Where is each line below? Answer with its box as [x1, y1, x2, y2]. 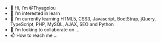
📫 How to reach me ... [10, 32, 58, 38]
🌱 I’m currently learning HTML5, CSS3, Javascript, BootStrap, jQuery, [10, 16, 156, 21]
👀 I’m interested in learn [10, 10, 60, 16]
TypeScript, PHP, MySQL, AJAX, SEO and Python [10, 21, 114, 27]
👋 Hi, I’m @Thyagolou [10, 5, 56, 11]
